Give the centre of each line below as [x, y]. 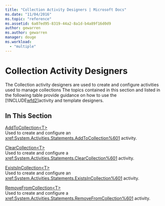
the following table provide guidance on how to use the [61, 95]
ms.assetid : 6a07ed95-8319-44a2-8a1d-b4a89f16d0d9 [58, 23]
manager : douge [21, 38]
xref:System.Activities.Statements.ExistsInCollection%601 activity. [72, 178]
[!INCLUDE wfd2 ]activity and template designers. [54, 100]
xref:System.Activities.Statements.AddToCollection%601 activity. [71, 138]
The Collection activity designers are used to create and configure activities [82, 84]
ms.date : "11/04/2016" [28, 14]
